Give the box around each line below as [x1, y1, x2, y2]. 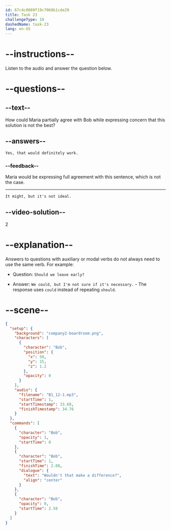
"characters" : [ [14, 335, 49, 340]
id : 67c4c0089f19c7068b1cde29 [5, 7, 70, 13]
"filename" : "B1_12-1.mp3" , [18, 392, 79, 397]
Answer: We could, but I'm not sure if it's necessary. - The [12, 281, 147, 287]
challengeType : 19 [5, 17, 44, 22]
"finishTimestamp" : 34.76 [18, 406, 74, 412]
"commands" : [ [10, 421, 40, 426]
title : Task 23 [5, 12, 38, 17]
